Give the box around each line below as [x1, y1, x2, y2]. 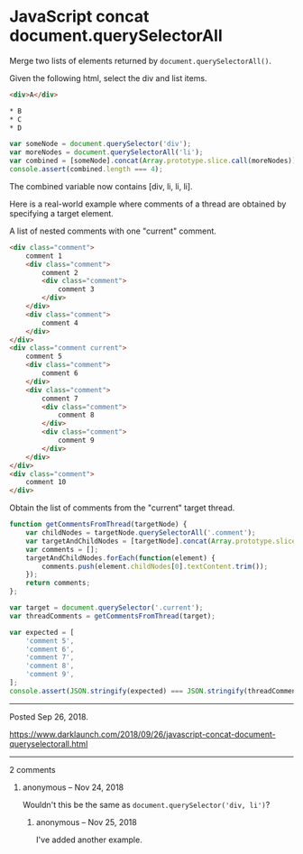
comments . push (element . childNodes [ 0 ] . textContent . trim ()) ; [41, 562, 269, 571]
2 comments [9, 764, 56, 775]
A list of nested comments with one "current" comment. [9, 225, 216, 236]
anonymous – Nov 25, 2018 [35, 816, 137, 827]
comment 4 [41, 318, 78, 327]
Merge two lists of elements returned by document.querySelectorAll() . [9, 55, 272, 66]
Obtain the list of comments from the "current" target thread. [9, 502, 235, 513]
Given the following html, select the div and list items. [9, 72, 207, 83]
